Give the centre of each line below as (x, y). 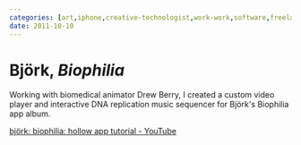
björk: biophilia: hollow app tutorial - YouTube (93, 132)
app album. (30, 114)
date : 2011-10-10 (42, 26)
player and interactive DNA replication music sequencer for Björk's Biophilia (149, 105)
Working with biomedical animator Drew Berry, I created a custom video (142, 95)
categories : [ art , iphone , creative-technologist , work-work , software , (140, 17)
